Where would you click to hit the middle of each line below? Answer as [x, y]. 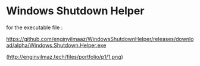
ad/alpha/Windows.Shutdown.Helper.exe [56, 45]
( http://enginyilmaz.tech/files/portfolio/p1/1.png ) [65, 56]
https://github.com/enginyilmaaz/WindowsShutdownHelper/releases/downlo [100, 39]
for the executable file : [35, 27]
